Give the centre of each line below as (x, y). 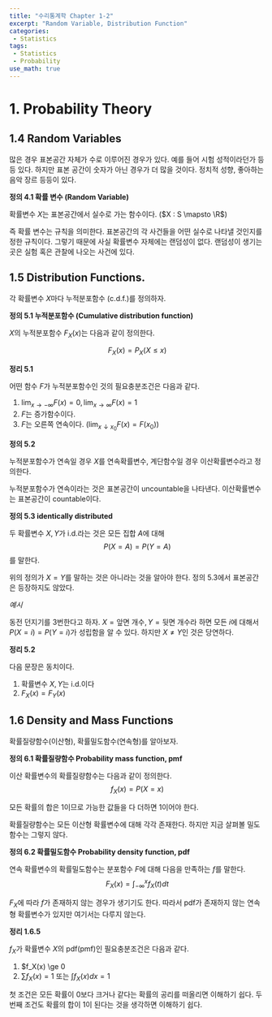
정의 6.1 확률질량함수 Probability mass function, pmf (96, 758)
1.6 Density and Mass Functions (91, 720)
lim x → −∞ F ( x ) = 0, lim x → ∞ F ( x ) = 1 (79, 403)
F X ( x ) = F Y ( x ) (43, 694)
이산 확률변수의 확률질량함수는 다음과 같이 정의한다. (91, 775)
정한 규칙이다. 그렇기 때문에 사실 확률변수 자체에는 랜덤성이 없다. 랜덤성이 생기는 (136, 241)
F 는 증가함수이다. (48, 414)
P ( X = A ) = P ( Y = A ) (137, 547)
